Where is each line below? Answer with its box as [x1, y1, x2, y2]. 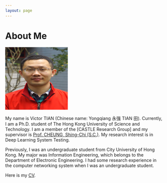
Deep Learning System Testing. [5, 136, 70, 142]
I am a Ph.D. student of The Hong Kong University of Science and [5, 120, 140, 127]
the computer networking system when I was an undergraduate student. [5, 162, 154, 168]
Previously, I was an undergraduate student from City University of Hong [5, 146, 155, 152]
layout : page [5, 8, 32, 13]
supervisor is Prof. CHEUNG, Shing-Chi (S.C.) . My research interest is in [5, 131, 153, 137]
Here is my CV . [5, 172, 36, 178]
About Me [5, 30, 47, 41]
